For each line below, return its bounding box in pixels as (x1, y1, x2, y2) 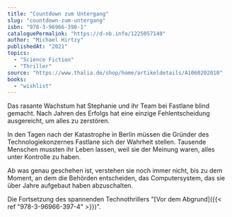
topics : (7, 50, 30, 57)
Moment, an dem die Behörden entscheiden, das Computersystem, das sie (7, 174, 225, 182)
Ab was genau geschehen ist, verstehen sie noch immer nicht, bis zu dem (7, 166, 223, 175)
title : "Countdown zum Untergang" (7, 10, 110, 18)
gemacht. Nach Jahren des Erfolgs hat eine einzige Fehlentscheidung (7, 109, 210, 118)
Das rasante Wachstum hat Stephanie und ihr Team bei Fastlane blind (7, 101, 210, 110)
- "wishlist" (13, 82, 52, 89)
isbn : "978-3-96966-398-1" (7, 23, 87, 30)
